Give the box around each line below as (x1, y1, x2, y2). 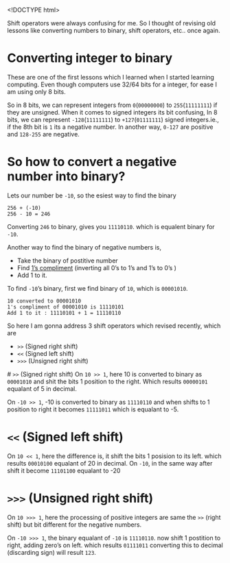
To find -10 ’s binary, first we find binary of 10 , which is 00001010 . (7, 284, 188, 292)
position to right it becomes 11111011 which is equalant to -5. (7, 405, 179, 414)
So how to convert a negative (7, 154, 177, 170)
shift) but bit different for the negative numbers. (7, 520, 142, 529)
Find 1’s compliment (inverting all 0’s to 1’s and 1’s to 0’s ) (16, 263, 177, 272)
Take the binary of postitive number (16, 256, 118, 265)
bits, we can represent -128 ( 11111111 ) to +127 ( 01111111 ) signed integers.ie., (7, 115, 220, 123)
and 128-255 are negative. (7, 130, 80, 138)
